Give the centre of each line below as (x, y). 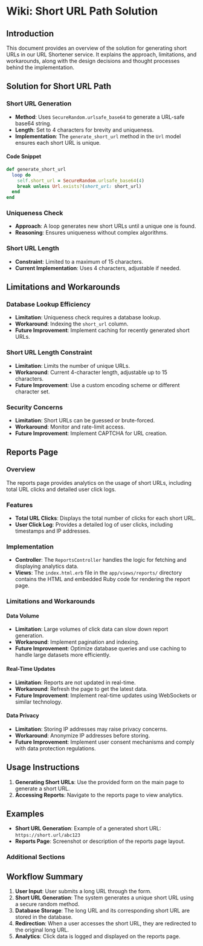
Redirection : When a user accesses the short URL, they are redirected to (106, 924)
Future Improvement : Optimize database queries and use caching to (101, 648)
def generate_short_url (36, 169)
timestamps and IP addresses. (53, 531)
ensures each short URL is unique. (58, 142)
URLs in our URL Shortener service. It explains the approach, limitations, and (101, 55)
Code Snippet (24, 156)
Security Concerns (35, 407)
